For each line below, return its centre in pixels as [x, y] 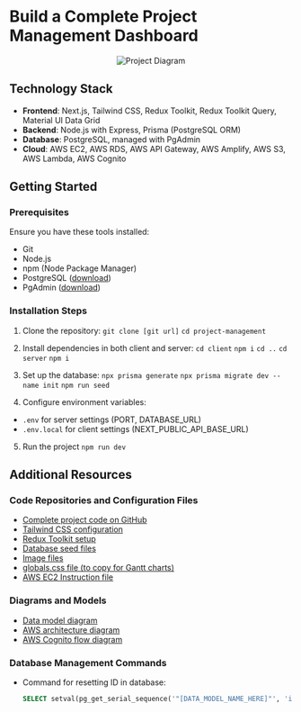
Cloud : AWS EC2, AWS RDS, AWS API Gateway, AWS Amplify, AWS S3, [154, 149]
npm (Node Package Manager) [80, 268]
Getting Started [53, 187]
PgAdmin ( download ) [62, 288]
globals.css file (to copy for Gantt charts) [98, 568]
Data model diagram [60, 620]
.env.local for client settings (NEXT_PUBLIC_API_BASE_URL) [135, 428]
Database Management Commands [89, 662]
